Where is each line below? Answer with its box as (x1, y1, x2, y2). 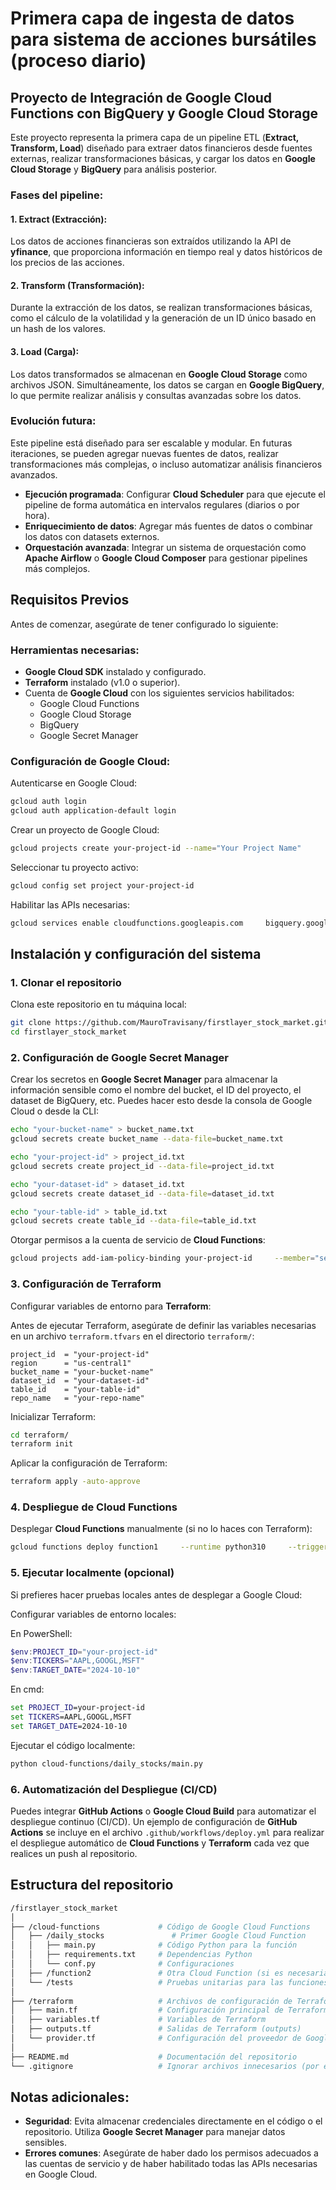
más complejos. (24, 562, 91, 574)
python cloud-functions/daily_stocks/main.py (10, 1758, 203, 1769)
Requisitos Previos (10, 592, 130, 609)
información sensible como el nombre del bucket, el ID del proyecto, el (10, 1084, 302, 1096)
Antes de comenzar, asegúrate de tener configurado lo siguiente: (10, 618, 279, 630)
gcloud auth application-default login (10, 806, 177, 816)
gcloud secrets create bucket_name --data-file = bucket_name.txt (10, 1134, 284, 1144)
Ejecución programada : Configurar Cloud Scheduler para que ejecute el (24, 488, 326, 500)
